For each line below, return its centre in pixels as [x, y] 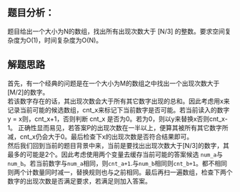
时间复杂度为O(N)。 [73, 40]
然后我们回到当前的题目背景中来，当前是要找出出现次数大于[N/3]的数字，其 [119, 145]
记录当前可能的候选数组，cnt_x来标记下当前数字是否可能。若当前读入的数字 [119, 110]
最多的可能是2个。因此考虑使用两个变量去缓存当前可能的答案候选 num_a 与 [115, 154]
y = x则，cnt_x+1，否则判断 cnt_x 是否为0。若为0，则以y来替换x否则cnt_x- [118, 119]
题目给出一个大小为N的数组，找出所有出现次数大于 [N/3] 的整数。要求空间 [116, 31]
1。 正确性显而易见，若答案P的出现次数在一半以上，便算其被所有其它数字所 [118, 127]
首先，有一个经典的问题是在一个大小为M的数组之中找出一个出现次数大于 [114, 83]
